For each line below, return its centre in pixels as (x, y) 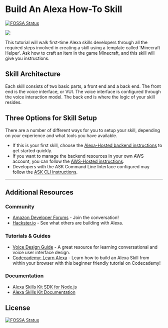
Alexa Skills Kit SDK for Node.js (45, 287)
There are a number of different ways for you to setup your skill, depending (83, 130)
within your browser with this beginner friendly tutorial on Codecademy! (86, 263)
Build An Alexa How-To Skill (64, 9)
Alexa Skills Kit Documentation (44, 292)
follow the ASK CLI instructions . (45, 172)
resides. (13, 102)
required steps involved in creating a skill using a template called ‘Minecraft (83, 47)
